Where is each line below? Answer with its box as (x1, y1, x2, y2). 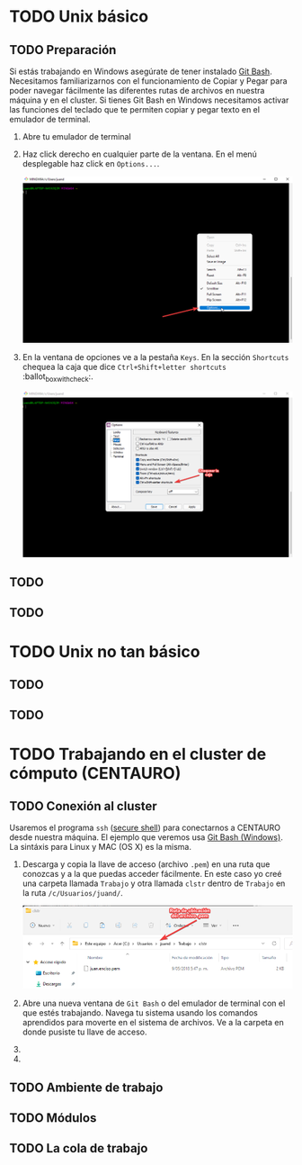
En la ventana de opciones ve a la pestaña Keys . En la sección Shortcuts (22, 351, 289, 362)
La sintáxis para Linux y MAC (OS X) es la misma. (9, 842, 191, 853)
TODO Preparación (9, 42, 117, 58)
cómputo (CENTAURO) (9, 763, 182, 783)
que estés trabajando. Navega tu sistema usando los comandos (22, 1007, 258, 1018)
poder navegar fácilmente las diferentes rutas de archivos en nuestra (9, 86, 265, 95)
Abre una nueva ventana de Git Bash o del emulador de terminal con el (22, 998, 286, 1009)
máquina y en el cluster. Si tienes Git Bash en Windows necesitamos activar (9, 95, 289, 105)
